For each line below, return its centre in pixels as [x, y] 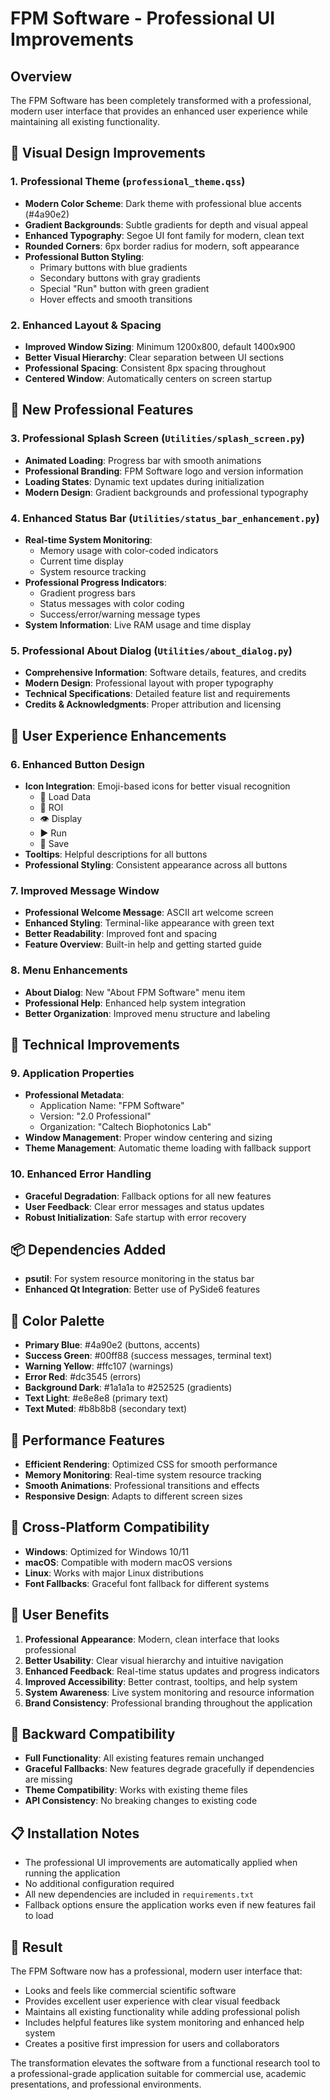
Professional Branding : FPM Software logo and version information [164, 471]
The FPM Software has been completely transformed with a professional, [161, 100]
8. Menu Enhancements [69, 970]
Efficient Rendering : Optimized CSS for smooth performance [151, 1464]
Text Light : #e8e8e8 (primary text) [96, 1398]
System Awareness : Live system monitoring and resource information [169, 1692]
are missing [48, 1779]
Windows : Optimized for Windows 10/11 [107, 1551]
